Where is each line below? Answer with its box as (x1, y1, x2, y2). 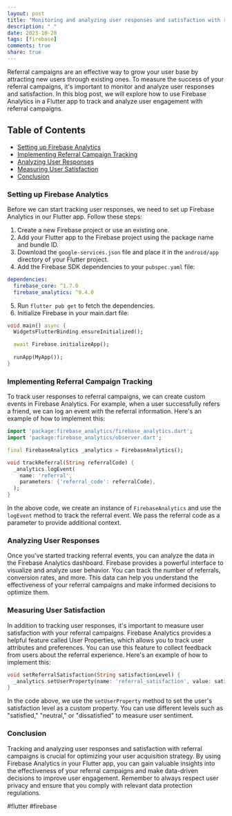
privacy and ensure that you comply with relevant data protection (7, 781, 193, 789)
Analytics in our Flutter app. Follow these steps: (7, 212, 143, 221)
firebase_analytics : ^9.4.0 (13, 288, 95, 296)
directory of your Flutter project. (17, 255, 109, 263)
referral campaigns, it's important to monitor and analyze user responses (7, 82, 215, 91)
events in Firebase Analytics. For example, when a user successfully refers (7, 400, 220, 408)
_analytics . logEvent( (13, 465, 76, 472)
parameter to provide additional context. (7, 519, 122, 527)
